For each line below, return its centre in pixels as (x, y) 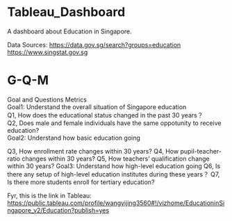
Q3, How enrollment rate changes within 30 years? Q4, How (93, 151)
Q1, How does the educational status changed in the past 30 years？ (105, 115)
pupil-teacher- (201, 151)
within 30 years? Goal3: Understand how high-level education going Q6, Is (114, 166)
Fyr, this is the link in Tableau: (49, 195)
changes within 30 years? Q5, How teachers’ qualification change (116, 158)
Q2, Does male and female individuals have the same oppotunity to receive (114, 123)
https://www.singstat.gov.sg (48, 52)
